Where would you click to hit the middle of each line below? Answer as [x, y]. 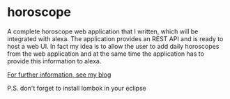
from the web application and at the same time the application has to [106, 54]
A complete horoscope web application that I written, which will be [103, 31]
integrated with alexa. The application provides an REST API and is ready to [115, 38]
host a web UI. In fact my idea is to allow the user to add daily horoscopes [113, 46]
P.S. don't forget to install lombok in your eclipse [77, 88]
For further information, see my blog [59, 75]
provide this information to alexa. [54, 61]
